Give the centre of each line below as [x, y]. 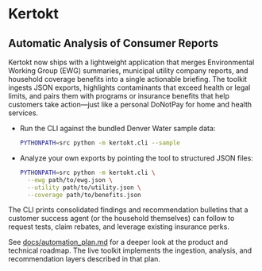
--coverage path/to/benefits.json [84, 195]
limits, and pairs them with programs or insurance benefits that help [119, 96]
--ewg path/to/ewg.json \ [70, 180]
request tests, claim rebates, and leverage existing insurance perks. [119, 226]
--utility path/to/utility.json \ [84, 188]
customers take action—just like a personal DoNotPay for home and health [130, 105]
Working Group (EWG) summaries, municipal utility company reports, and [128, 71]
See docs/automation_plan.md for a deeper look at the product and [118, 242]
